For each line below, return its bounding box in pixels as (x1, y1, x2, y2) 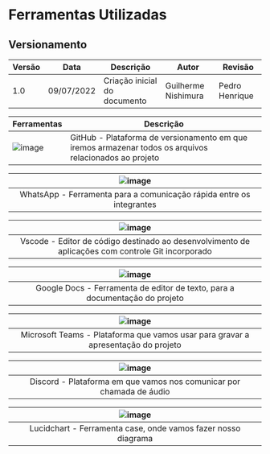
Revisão (222, 62, 255, 72)
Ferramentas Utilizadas (8, 6, 167, 24)
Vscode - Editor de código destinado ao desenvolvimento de (19, 236, 251, 246)
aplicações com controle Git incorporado (57, 246, 213, 257)
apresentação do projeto (88, 340, 182, 350)
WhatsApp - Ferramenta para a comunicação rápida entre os (19, 189, 251, 200)
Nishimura (165, 90, 204, 101)
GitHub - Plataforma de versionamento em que (69, 132, 247, 142)
